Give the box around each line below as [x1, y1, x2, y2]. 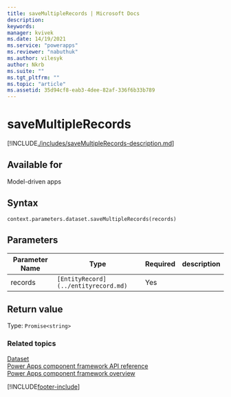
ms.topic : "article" [7, 81, 67, 87]
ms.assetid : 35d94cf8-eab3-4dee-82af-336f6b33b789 [7, 87, 155, 94]
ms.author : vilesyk [7, 55, 63, 62]
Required [145, 259, 176, 268]
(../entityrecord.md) [56, 281, 128, 290]
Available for [7, 159, 63, 171]
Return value [7, 303, 63, 315]
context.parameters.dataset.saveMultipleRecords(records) [7, 215, 177, 222]
